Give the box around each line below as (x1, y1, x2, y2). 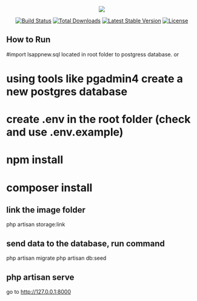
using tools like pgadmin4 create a (6, 72, 184, 85)
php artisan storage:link (6, 221, 65, 228)
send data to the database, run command (6, 238, 165, 248)
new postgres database (6, 85, 128, 98)
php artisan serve (6, 272, 75, 282)
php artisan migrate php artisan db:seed (6, 254, 107, 262)
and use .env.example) (6, 125, 124, 139)
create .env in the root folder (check (6, 113, 191, 127)
